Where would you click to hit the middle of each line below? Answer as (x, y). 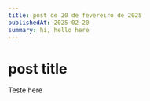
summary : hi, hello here (49, 30)
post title (38, 69)
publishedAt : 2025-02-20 (49, 23)
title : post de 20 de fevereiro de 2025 (75, 15)
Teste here (26, 90)
